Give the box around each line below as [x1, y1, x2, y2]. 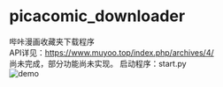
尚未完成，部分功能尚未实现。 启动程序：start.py [9, 58, 188, 69]
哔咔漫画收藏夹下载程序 [9, 36, 95, 47]
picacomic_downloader [9, 6, 186, 26]
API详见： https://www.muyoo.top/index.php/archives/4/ [9, 47, 214, 58]
